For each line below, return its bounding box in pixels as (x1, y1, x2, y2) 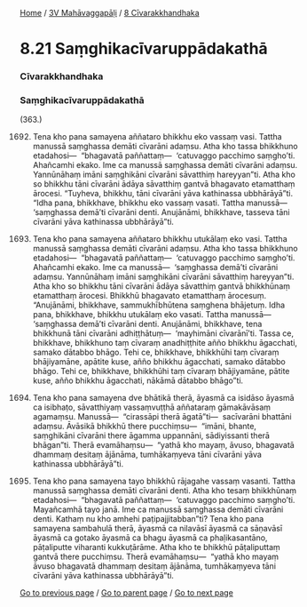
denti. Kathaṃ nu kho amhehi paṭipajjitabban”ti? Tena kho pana (32, 514, 264, 524)
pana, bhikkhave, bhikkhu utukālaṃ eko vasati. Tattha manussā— (32, 309, 272, 320)
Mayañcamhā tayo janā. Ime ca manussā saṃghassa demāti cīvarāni (32, 504, 284, 515)
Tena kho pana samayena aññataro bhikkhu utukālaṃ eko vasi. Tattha (32, 234, 287, 244)
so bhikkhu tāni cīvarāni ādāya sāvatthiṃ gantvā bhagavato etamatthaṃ (32, 179, 295, 189)
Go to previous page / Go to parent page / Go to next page (20, 587, 234, 598)
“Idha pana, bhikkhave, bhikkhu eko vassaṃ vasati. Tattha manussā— (32, 197, 288, 208)
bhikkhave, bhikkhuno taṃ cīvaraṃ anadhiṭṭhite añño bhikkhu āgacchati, (32, 338, 297, 348)
